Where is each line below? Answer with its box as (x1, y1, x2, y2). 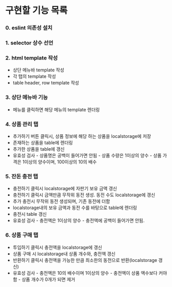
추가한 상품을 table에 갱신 (12, 146, 65, 152)
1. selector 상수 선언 (5, 39, 54, 47)
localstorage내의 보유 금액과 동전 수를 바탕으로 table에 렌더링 (12, 204, 137, 211)
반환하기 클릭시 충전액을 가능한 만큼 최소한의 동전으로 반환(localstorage (12, 257, 158, 263)
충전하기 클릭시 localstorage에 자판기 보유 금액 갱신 (12, 186, 117, 192)
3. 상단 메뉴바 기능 (5, 94, 48, 101)
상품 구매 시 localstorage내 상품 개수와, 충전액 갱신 (12, 251, 116, 257)
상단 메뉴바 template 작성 (12, 67, 65, 73)
